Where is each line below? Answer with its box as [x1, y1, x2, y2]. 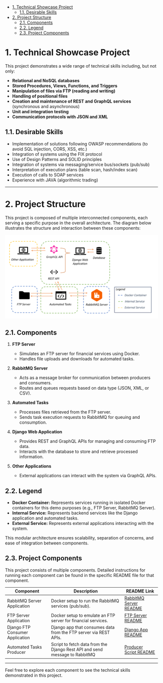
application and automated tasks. [12, 515, 79, 521]
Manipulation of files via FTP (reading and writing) [12, 88, 115, 94]
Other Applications [12, 463, 52, 469]
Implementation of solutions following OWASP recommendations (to [12, 141, 148, 146]
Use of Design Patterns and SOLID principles [12, 156, 102, 162]
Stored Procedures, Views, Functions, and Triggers [12, 83, 118, 89]
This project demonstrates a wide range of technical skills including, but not [5, 63, 157, 69]
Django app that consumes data [50, 624, 115, 630]
